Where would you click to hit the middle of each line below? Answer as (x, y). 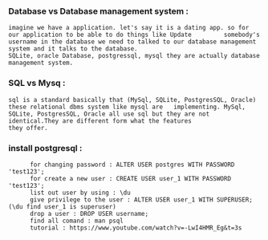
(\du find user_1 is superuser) (62, 206)
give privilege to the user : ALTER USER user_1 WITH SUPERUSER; (141, 199)
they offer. (28, 128)
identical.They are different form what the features (100, 121)
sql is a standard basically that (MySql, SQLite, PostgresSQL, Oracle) (132, 100)
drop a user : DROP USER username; (89, 214)
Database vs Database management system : (99, 11)
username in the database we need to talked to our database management (132, 42)
